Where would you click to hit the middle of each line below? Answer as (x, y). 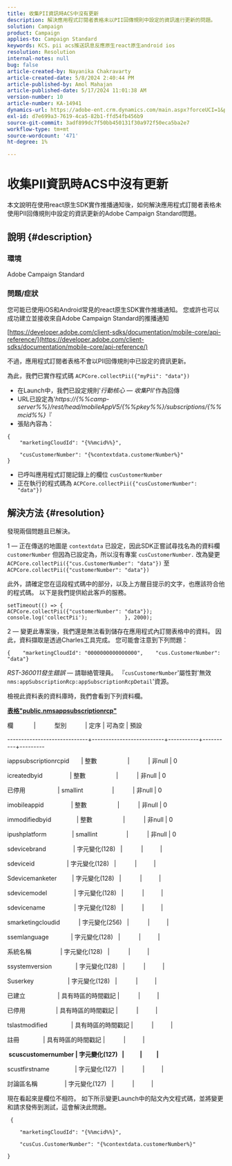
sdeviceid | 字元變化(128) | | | (82, 863)
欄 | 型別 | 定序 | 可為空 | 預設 (75, 725)
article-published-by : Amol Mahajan (60, 84)
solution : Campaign (35, 26)
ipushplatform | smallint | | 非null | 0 (92, 834)
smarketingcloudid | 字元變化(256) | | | (88, 922)
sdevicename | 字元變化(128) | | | (85, 907)
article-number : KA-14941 (44, 104)
